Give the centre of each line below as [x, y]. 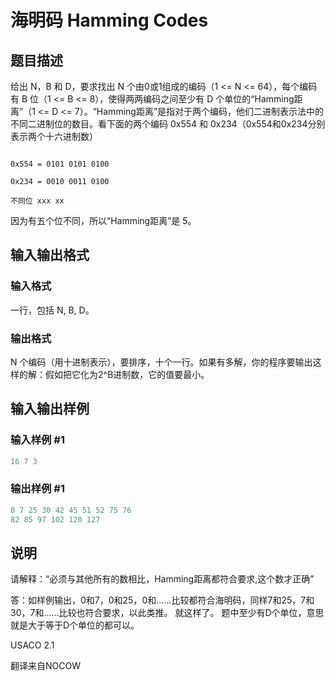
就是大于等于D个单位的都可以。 [75, 625]
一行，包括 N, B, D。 [52, 310]
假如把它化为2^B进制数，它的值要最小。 [127, 374]
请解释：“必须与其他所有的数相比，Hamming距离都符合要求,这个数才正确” [162, 579]
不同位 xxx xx [37, 201]
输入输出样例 [50, 409]
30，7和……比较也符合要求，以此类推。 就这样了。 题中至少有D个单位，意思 [167, 613]
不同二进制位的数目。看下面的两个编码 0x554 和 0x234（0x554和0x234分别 [168, 124]
